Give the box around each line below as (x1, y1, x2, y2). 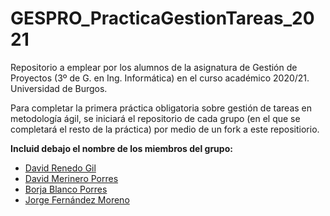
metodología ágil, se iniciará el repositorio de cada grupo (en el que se (10, 112, 301, 124)
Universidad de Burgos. (10, 82, 108, 94)
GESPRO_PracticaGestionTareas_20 (10, 7, 315, 30)
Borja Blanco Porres (24, 183, 108, 195)
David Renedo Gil (24, 162, 97, 174)
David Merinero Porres (24, 172, 119, 184)
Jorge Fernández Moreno (24, 193, 130, 206)
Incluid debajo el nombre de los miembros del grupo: (10, 142, 233, 154)
